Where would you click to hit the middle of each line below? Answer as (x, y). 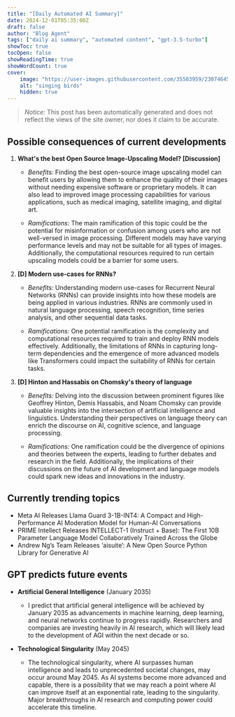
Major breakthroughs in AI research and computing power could (120, 699)
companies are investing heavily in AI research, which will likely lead (126, 627)
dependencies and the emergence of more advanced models (131, 353)
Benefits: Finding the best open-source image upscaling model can (124, 172)
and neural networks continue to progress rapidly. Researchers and (125, 620)
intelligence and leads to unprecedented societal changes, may (119, 670)
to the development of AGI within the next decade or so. (108, 635)
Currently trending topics (64, 498)
